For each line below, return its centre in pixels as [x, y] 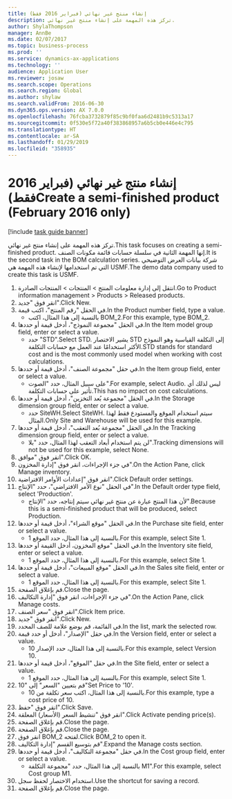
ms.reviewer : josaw [36, 78]
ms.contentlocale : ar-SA [43, 136]
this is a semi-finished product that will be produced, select [113, 508]
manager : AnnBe [30, 33]
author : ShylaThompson [40, 26]
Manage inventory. [45, 472]
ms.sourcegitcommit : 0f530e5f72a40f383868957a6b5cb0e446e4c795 [101, 123]
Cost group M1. [50, 773]
